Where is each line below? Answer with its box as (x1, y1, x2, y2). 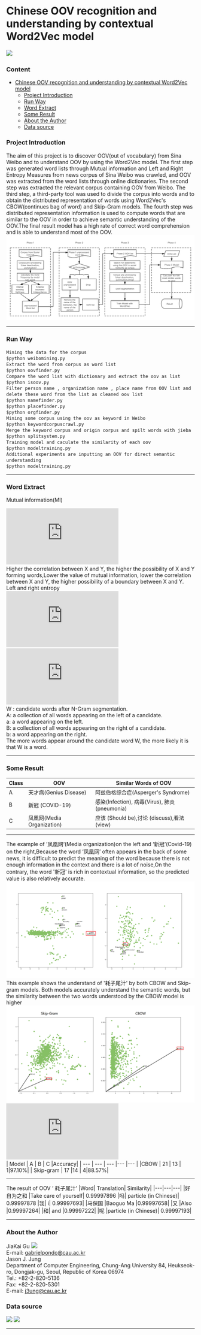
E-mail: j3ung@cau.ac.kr (6, 1287, 67, 1294)
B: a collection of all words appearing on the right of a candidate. (6, 724, 166, 732)
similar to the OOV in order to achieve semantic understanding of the (6, 216, 175, 223)
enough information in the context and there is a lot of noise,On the (6, 861, 172, 868)
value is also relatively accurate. (6, 875, 86, 882)
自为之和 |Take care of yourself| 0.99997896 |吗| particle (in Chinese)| (6, 1192, 179, 1200)
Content (6, 65, 31, 73)
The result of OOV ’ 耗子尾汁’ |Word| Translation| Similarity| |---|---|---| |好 (6, 1185, 191, 1192)
